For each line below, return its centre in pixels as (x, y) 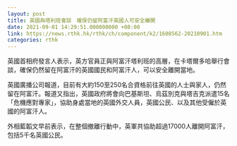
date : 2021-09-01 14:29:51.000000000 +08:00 (74, 27)
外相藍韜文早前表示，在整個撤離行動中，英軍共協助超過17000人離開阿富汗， (118, 126)
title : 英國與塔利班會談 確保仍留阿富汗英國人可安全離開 (81, 20)
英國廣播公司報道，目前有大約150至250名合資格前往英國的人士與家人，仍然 (117, 85)
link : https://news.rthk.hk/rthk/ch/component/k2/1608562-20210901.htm (115, 34)
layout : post (26, 14)
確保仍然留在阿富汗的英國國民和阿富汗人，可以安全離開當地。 (109, 70)
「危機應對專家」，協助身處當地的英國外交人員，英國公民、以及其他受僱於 (114, 102)
